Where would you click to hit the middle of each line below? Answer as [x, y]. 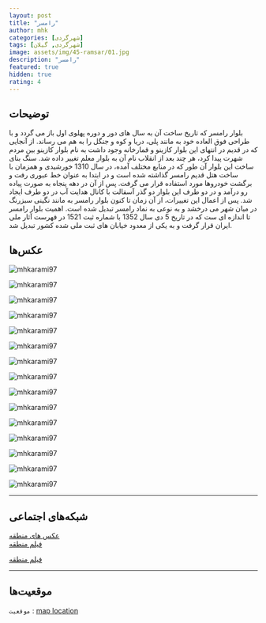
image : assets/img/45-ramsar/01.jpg [69, 52]
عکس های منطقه [34, 535]
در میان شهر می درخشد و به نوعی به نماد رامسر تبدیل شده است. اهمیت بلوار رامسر [133, 209]
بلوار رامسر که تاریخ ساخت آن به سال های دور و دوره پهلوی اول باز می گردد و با [126, 133]
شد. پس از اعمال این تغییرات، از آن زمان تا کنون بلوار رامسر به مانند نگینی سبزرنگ [131, 200]
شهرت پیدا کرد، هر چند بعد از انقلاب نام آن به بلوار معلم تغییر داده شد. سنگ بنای [126, 158]
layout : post [30, 15]
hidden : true [30, 74]
